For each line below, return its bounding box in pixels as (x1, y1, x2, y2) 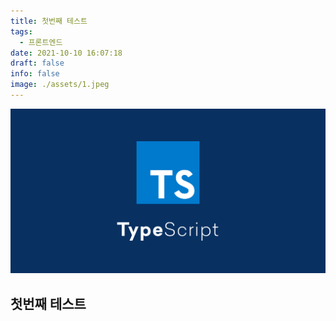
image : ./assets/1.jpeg (10, 80, 110, 90)
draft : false (10, 58, 65, 69)
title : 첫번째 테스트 (10, 16, 88, 26)
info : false (10, 69, 60, 79)
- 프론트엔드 (19, 37, 63, 47)
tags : (10, 26, 33, 37)
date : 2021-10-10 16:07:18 (10, 48, 123, 58)
